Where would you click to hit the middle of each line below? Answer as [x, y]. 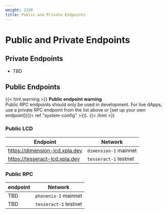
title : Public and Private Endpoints [45, 15]
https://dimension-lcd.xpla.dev [45, 150]
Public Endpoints [33, 87]
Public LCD [19, 129]
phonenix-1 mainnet [59, 196]
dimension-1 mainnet [112, 150]
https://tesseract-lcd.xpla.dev [44, 158]
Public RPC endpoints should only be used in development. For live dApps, [84, 104]
